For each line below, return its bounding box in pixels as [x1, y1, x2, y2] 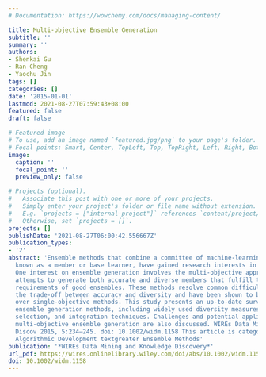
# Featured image [8, 129, 66, 137]
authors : [8, 48, 37, 56]
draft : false [8, 114, 51, 123]
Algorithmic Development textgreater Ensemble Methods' [15, 335, 203, 343]
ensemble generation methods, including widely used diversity [15, 306, 228, 314]
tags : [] [8, 77, 37, 86]
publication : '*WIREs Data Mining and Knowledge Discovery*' [8, 342, 215, 350]
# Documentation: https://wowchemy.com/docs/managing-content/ [8, 11, 222, 20]
